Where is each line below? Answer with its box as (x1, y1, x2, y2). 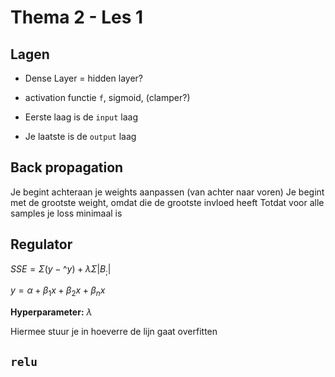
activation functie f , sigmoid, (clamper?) (24, 92, 191, 103)
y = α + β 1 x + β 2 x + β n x (10, 284, 106, 299)
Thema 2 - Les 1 (10, 6, 144, 29)
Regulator (10, 236, 73, 253)
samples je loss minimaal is (10, 207, 123, 219)
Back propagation (10, 159, 124, 176)
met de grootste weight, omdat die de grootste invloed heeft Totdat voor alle (10, 196, 325, 208)
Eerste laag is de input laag (24, 111, 139, 123)
